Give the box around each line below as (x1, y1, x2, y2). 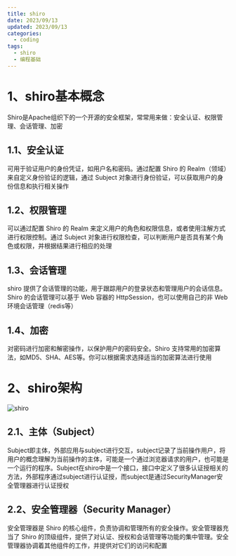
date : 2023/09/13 (7, 17, 58, 24)
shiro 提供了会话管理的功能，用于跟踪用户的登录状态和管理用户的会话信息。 (7, 284, 227, 293)
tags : (7, 43, 23, 50)
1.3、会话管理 (7, 264, 67, 276)
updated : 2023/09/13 (7, 23, 68, 30)
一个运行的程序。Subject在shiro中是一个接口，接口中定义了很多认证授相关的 (7, 463, 228, 472)
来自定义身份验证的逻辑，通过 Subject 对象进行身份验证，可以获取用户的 (7, 173, 218, 181)
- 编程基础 (13, 56, 41, 63)
